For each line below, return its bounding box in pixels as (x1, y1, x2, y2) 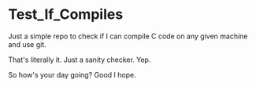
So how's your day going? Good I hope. (8, 70, 136, 79)
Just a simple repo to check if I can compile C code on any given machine (8, 31, 248, 41)
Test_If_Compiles (8, 5, 124, 24)
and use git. (8, 39, 46, 49)
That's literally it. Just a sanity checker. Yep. (8, 55, 151, 64)
